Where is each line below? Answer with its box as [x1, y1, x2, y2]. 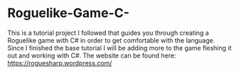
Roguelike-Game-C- [7, 5, 129, 21]
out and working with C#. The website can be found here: [7, 51, 176, 60]
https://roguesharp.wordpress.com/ [7, 58, 112, 67]
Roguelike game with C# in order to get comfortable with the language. [7, 36, 216, 44]
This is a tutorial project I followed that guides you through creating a [7, 28, 209, 37]
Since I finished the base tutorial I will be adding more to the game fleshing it [7, 43, 232, 52]
